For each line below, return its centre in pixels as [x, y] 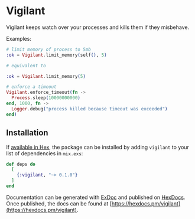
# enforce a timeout [32, 87]
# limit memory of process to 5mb [49, 49]
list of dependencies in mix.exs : [45, 153]
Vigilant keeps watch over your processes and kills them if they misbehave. [98, 27]
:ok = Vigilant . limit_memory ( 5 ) [46, 76]
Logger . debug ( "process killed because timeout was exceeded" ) [90, 109]
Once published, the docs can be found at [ [59, 203]
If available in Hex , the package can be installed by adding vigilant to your [97, 147]
